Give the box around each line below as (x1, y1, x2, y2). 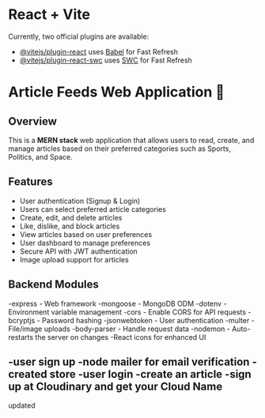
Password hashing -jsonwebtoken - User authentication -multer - (42, 315, 255, 325)
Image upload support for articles (19, 254, 129, 264)
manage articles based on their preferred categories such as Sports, (8, 144, 232, 153)
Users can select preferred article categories (19, 204, 166, 214)
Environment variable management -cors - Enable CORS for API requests (8, 307, 247, 317)
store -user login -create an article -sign (49, 367, 252, 381)
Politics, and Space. (8, 152, 73, 161)
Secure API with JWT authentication (19, 247, 138, 256)
